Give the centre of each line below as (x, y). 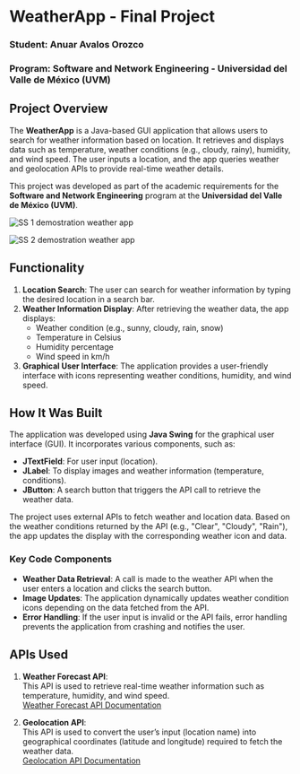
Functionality (47, 268)
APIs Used (39, 655)
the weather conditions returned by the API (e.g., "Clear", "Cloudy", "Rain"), (149, 526)
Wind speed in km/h (73, 356)
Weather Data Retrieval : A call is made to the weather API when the (148, 578)
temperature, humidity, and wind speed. (96, 695)
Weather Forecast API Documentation (92, 705)
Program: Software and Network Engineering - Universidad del (149, 69)
